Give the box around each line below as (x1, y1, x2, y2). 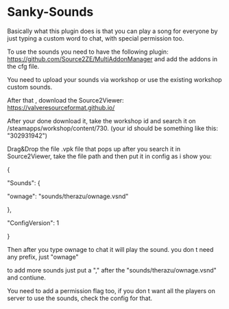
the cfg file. (7, 62, 40, 70)
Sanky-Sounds (7, 4, 94, 20)
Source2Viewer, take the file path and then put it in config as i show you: (7, 152, 212, 160)
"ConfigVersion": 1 (7, 218, 60, 227)
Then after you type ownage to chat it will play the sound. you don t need (7, 245, 214, 253)
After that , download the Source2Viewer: (7, 96, 125, 104)
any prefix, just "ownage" (7, 253, 79, 261)
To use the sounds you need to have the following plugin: (7, 47, 169, 56)
